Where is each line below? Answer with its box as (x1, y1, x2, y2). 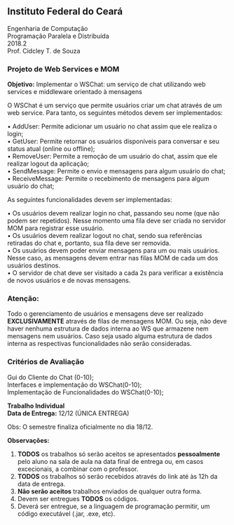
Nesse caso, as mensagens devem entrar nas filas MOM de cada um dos (7, 254, 219, 262)
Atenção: (7, 294, 40, 304)
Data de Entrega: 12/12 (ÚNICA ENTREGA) (7, 408, 130, 417)
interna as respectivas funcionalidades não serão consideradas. (7, 340, 192, 348)
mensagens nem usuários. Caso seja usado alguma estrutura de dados (7, 332, 212, 340)
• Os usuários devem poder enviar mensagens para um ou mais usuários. (7, 246, 220, 255)
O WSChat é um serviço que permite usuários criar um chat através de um (7, 101, 222, 109)
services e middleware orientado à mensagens (7, 88, 142, 96)
